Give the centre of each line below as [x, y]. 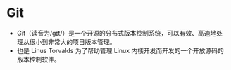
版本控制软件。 [38, 59]
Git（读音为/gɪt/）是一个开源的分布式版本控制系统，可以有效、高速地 [117, 33]
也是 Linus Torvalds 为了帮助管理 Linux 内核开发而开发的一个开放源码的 [120, 50]
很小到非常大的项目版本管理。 [73, 42]
